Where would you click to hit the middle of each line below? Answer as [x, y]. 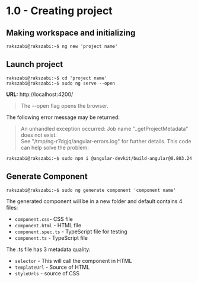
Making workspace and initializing [71, 33]
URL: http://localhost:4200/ [40, 94]
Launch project [35, 64]
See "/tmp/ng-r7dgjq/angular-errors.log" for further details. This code [106, 141]
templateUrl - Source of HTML [52, 267]
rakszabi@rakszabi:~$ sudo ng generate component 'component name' [91, 190]
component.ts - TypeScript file [51, 237]
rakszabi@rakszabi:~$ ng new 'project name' [62, 46]
